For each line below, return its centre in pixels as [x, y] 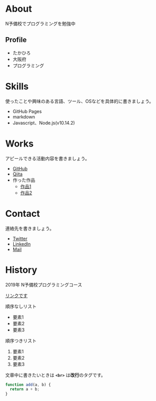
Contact [23, 213]
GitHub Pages [27, 111]
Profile [16, 40]
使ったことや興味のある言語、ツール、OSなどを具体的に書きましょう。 [80, 101]
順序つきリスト [21, 340]
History [21, 270]
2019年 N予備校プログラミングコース [44, 284]
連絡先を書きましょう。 [30, 228]
